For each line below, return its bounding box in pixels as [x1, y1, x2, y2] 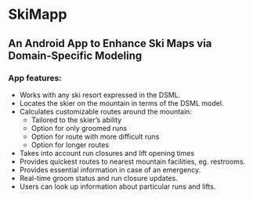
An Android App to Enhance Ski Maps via [8, 37, 212, 50]
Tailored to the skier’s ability [31, 115, 122, 125]
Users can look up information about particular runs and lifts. [19, 182, 216, 191]
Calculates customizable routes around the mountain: [19, 107, 192, 116]
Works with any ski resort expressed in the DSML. [19, 90, 181, 99]
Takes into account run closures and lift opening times [19, 148, 195, 157]
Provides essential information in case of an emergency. [19, 165, 201, 174]
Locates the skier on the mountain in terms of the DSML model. [19, 98, 224, 107]
